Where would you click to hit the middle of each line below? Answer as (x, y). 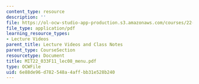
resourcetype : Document (36, 56)
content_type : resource (36, 12)
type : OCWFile (24, 67)
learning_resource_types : (38, 34)
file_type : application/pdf (41, 28)
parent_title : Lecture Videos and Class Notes (65, 45)
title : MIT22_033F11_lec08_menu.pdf (51, 61)
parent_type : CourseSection (41, 50)
